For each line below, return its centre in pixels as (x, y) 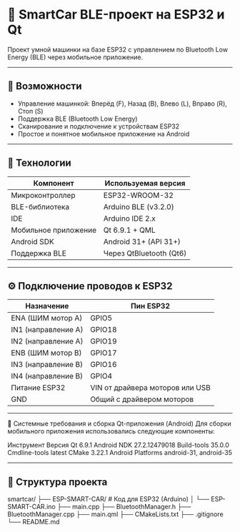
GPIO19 (104, 341)
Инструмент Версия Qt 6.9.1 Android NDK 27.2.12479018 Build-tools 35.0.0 (119, 445)
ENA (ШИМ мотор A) (47, 318)
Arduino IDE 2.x (129, 219)
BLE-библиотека (40, 206)
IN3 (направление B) (47, 365)
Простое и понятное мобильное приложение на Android (104, 134)
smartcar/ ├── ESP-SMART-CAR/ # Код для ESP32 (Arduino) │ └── (108, 499)
